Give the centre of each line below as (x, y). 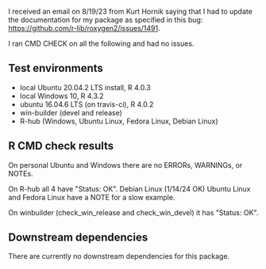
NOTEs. (21, 173)
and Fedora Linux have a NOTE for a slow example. (92, 197)
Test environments (56, 68)
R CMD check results (61, 146)
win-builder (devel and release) (71, 112)
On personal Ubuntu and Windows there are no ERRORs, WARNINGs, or (125, 165)
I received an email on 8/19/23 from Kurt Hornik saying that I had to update (130, 11)
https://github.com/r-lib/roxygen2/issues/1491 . (84, 28)
